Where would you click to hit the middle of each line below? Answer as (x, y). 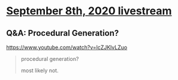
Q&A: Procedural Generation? (63, 33)
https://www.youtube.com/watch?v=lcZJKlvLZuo (67, 47)
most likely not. (40, 70)
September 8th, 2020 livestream (89, 11)
